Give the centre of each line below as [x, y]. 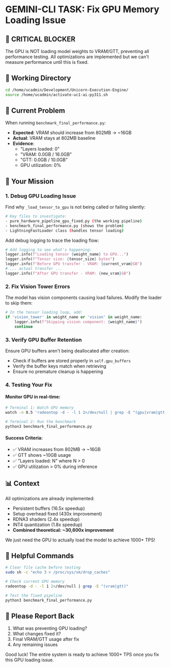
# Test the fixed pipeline [34, 596]
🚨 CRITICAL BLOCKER [40, 39]
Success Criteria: [24, 438]
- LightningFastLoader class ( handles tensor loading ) [65, 231]
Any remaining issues [35, 645]
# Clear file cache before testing [43, 567]
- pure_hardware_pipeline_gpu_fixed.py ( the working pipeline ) [74, 221]
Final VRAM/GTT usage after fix [46, 639]
